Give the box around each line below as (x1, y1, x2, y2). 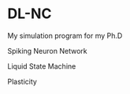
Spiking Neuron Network (7, 46, 87, 55)
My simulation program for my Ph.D (7, 31, 123, 40)
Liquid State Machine (7, 61, 76, 71)
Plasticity (7, 77, 37, 86)
